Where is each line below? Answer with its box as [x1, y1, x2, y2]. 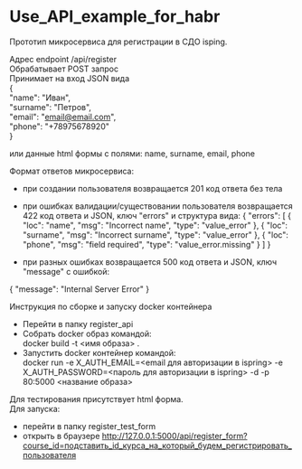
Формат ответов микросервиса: [9, 165, 134, 176]
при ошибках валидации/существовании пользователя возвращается [22, 201, 293, 211]
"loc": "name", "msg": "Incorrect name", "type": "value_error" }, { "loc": [22, 220, 288, 230]
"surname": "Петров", [9, 101, 92, 112]
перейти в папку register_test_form [22, 420, 156, 431]
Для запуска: [9, 403, 61, 414]
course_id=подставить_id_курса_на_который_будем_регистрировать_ [22, 440, 292, 451]
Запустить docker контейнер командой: [22, 347, 176, 358]
